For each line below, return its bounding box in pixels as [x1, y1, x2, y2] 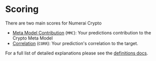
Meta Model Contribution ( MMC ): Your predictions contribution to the [12, 29, 151, 35]
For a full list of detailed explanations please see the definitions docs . [5, 50, 148, 56]
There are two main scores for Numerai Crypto [5, 20, 102, 26]
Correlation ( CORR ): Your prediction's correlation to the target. [12, 40, 138, 46]
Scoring [5, 3, 39, 15]
